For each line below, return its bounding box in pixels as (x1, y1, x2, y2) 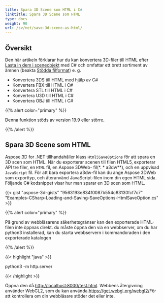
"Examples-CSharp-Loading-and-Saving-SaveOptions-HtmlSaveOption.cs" (5, 195, 159, 201)
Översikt (5, 44, 32, 52)
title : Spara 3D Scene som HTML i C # (5, 7, 83, 12)
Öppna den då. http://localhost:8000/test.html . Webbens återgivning (5, 282, 143, 288)
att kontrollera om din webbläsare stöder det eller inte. (5, 293, 115, 299)
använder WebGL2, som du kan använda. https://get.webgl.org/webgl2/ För (5, 288, 157, 294)
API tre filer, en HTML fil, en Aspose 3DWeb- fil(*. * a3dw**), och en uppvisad (5, 164, 160, 170)
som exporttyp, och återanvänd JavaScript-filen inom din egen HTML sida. (5, 174, 157, 180)
